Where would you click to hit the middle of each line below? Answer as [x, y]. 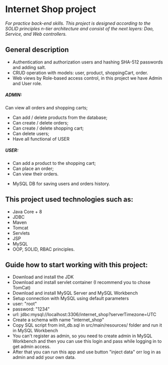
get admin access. [32, 347]
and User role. [27, 83]
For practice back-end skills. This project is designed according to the [78, 23]
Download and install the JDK [43, 277]
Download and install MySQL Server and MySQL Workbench [75, 293]
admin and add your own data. [44, 357]
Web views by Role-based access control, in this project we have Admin [87, 78]
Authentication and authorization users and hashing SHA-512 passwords [88, 62]
